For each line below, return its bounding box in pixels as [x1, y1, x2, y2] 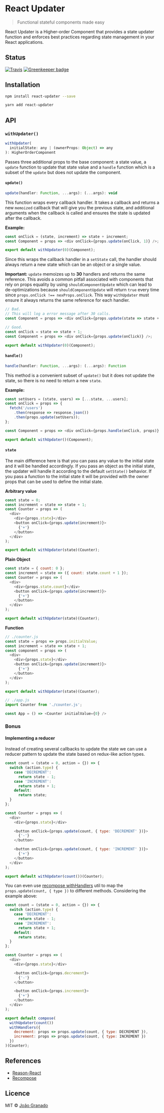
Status [5, 54, 26, 62]
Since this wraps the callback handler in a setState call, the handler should [5, 257, 157, 262]
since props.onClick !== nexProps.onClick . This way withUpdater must [5, 292, 149, 298]
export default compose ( [5, 1016, 56, 1021]
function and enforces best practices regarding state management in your [5, 34, 155, 40]
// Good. [5, 325, 23, 330]
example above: [5, 893, 38, 899]
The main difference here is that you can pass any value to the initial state [5, 457, 155, 463]
